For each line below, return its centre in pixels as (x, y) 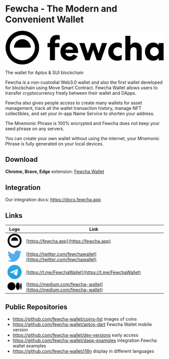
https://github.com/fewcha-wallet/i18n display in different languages (83, 351)
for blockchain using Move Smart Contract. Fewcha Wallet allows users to (81, 87)
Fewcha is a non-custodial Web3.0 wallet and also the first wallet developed (84, 82)
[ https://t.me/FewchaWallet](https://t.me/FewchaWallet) (83, 272)
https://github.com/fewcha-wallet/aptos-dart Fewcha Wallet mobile (82, 324)
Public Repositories (36, 307)
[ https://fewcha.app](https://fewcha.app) (68, 241)
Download (21, 159)
